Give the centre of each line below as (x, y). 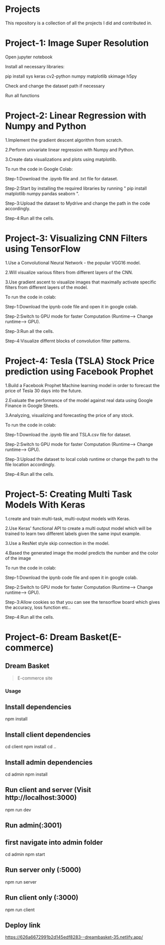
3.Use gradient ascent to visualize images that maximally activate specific (81, 282)
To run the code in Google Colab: (39, 169)
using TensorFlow (43, 249)
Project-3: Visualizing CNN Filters (76, 238)
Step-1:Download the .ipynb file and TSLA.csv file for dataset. (68, 434)
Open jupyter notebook (29, 57)
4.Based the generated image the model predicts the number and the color (82, 553)
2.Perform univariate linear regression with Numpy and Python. (70, 149)
